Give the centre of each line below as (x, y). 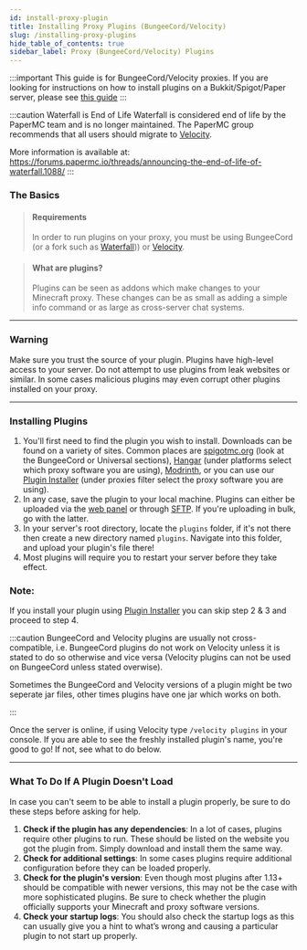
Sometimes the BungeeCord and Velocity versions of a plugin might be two (151, 685)
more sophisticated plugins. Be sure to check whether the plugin (144, 897)
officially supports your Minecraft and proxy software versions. (141, 906)
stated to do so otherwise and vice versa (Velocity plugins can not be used (150, 658)
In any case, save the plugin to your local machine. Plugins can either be (159, 500)
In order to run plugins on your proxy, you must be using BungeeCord (163, 237)
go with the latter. (56, 519)
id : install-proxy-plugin (58, 18)
